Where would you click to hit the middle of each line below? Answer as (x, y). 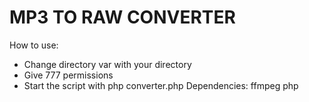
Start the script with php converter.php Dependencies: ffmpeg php (161, 85)
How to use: (34, 45)
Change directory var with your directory (107, 64)
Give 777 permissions (68, 75)
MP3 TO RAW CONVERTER (122, 17)
